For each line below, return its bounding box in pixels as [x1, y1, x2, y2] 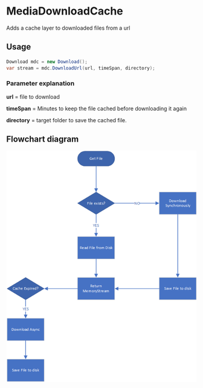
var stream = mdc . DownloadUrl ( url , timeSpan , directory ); [6, 65, 155, 71]
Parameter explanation [6, 79, 75, 88]
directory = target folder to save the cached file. [6, 116, 127, 123]
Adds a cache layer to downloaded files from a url [6, 24, 130, 31]
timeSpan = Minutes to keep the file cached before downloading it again [6, 105, 187, 112]
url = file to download [6, 93, 60, 100]
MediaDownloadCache [6, 4, 123, 18]
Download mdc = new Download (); [6, 59, 88, 65]
